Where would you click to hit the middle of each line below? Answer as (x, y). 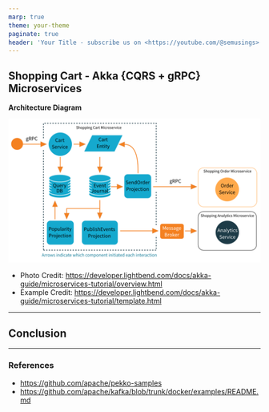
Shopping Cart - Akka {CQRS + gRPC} (105, 76)
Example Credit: (46, 292)
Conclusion (38, 333)
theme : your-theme (39, 25)
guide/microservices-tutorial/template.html (90, 301)
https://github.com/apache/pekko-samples (91, 383)
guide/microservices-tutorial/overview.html (91, 284)
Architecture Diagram (45, 107)
